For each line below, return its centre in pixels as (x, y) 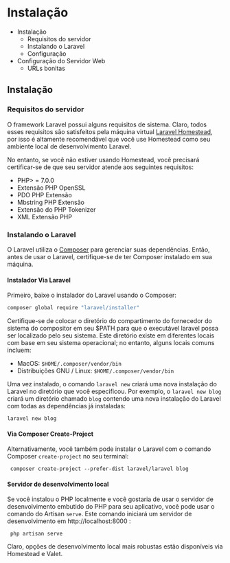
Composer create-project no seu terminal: (68, 456)
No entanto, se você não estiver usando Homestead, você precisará (103, 159)
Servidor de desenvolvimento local (58, 484)
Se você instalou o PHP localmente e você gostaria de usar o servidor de (111, 499)
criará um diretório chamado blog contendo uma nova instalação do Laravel (114, 399)
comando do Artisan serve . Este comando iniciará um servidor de (100, 514)
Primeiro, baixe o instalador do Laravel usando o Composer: (92, 295)
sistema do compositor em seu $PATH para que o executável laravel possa (113, 328)
